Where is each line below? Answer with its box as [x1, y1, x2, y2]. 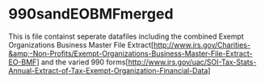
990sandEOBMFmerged [8, 5, 174, 23]
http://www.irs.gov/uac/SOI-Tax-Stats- [128, 57, 257, 67]
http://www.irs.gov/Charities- [153, 39, 250, 49]
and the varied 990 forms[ [40, 57, 128, 67]
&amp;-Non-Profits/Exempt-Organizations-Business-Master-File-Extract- [8, 48, 253, 58]
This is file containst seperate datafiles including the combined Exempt [8, 31, 244, 41]
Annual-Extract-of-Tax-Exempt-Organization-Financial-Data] [8, 65, 211, 75]
